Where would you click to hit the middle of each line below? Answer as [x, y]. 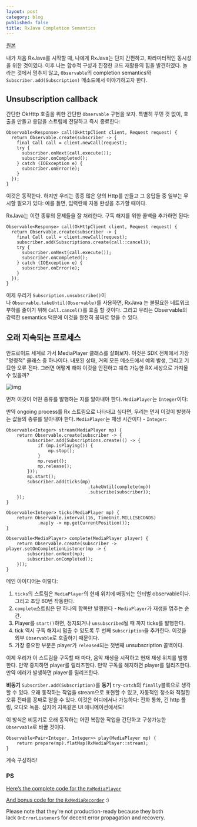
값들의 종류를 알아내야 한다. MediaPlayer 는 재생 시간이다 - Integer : [89, 419]
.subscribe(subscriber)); [119, 492]
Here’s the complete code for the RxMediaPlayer [64, 789]
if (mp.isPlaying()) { [65, 446]
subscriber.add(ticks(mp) [59, 482]
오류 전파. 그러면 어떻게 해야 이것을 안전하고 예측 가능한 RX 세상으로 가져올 [102, 368]
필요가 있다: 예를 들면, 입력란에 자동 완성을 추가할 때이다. [82, 203]
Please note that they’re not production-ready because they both [85, 812]
